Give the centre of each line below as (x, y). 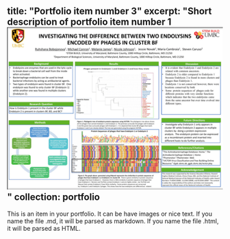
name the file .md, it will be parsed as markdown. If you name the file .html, (113, 221)
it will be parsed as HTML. (44, 228)
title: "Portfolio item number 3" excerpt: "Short (110, 11)
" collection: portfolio (54, 197)
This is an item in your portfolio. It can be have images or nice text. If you (110, 214)
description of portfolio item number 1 (89, 22)
